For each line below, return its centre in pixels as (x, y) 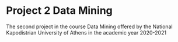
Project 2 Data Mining (59, 11)
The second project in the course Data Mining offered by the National (90, 26)
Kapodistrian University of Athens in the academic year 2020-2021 (86, 32)
